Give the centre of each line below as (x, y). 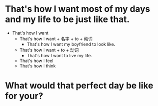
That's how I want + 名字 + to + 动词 (56, 39)
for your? (24, 96)
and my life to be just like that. (67, 19)
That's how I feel (36, 61)
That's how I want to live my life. (59, 55)
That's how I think (38, 66)
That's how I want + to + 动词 (49, 50)
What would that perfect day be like (79, 86)
